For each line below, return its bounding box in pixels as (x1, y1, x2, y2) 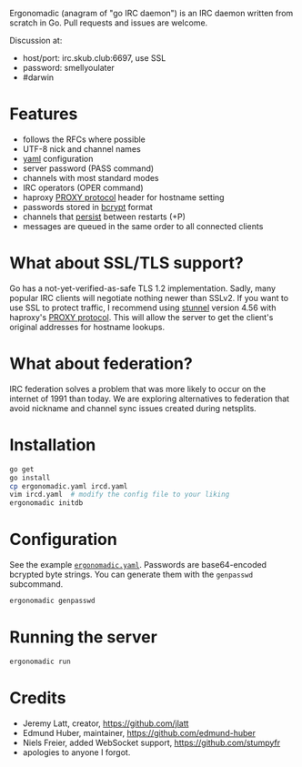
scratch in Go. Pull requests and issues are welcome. (9, 17, 208, 28)
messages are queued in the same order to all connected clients (22, 220, 264, 231)
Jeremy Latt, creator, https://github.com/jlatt (22, 718, 189, 729)
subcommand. (9, 579, 64, 590)
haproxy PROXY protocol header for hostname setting (22, 191, 225, 203)
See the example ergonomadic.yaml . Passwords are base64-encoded (9, 560, 267, 570)
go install (9, 473, 51, 482)
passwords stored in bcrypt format (22, 201, 153, 212)
